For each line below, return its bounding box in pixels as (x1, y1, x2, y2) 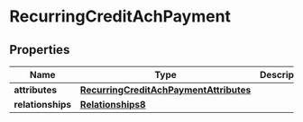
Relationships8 (79, 99, 146, 110)
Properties (9, 42, 70, 57)
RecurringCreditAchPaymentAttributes (79, 83, 252, 96)
